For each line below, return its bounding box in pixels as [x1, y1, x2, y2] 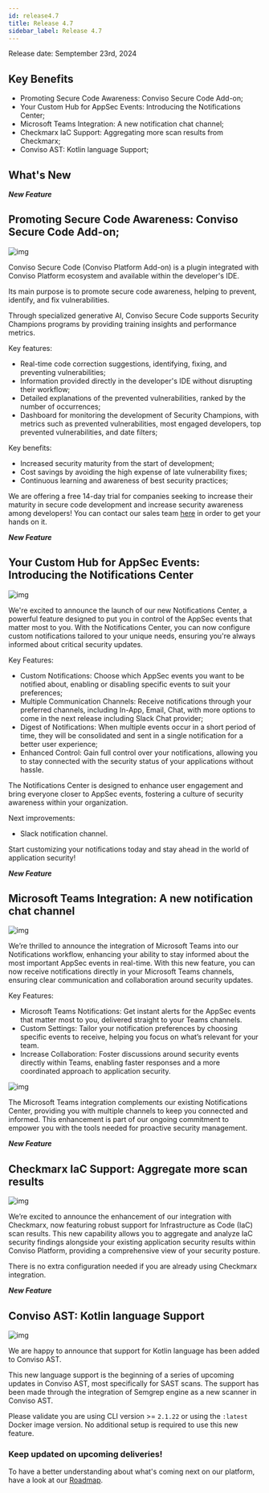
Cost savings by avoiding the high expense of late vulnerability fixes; [19, 467, 247, 476]
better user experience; [19, 739, 98, 749]
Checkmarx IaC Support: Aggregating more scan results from [19, 128, 223, 138]
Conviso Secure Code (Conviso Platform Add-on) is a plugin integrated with [8, 262, 259, 272]
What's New [8, 168, 71, 182]
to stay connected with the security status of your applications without [19, 756, 254, 765]
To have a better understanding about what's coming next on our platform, [8, 1466, 255, 1477]
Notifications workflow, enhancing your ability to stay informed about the [8, 950, 250, 959]
